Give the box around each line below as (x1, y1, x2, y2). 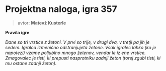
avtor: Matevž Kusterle (17, 20, 66, 26)
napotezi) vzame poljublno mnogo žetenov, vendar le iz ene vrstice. (5, 50, 146, 56)
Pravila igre (5, 29, 30, 35)
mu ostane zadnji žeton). (5, 60, 57, 66)
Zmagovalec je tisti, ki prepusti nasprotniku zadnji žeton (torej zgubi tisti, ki (5, 55, 161, 61)
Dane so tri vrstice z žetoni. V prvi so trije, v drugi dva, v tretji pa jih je (5, 39, 150, 45)
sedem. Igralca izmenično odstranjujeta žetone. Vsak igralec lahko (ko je (5, 44, 156, 50)
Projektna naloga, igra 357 (5, 3, 117, 15)
